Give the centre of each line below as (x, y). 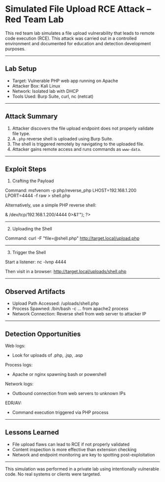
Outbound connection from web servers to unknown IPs (69, 393)
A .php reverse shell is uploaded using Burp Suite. (63, 139)
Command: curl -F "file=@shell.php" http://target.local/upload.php (72, 238)
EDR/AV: (14, 403)
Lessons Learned (32, 433)
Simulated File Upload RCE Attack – (78, 9)
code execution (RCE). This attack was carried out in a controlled (71, 38)
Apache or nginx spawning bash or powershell (59, 374)
